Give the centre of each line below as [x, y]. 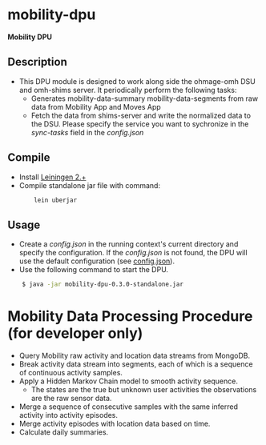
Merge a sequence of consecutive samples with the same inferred [128, 407]
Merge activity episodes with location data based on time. [115, 424]
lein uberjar [56, 200]
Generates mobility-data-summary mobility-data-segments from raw [144, 98]
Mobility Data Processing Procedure [130, 317]
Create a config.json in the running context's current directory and [129, 244]
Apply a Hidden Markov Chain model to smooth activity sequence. [128, 381]
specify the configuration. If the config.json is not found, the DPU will [133, 253]
